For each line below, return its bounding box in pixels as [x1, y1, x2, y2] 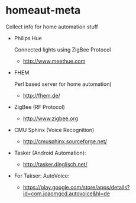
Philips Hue [14, 34, 42, 41]
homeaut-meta [5, 4, 81, 17]
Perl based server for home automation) [14, 80, 112, 88]
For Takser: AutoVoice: [14, 172, 70, 179]
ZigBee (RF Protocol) [14, 103, 66, 110]
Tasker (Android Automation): [14, 149, 86, 156]
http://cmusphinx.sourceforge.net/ [22, 137, 108, 145]
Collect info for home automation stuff [5, 23, 98, 30]
